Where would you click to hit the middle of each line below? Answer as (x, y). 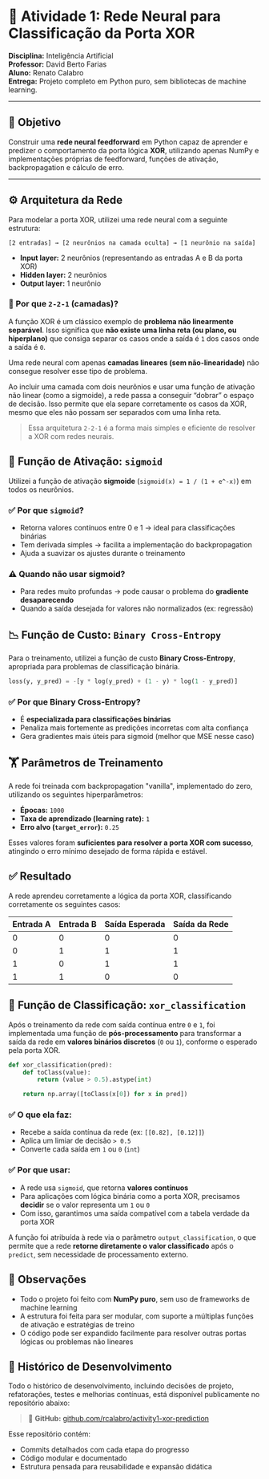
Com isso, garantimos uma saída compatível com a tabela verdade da (134, 1213)
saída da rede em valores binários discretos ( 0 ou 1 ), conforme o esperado (133, 1042)
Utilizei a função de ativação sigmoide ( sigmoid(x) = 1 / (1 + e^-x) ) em (130, 481)
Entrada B (78, 924)
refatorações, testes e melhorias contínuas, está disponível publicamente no (134, 1395)
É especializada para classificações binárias (95, 719)
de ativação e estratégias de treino (77, 1324)
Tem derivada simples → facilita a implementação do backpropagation (136, 544)
